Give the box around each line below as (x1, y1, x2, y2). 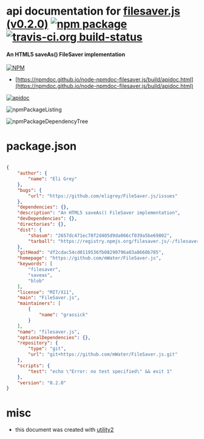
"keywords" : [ (17, 261, 53, 267)
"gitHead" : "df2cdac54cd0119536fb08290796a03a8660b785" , (17, 250, 165, 256)
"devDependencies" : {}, (17, 216, 78, 222)
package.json (6, 139, 77, 153)
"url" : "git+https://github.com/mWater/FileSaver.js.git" (28, 351, 178, 357)
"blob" (28, 278, 45, 284)
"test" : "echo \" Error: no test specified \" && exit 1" (28, 368, 172, 374)
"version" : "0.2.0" (17, 379, 67, 386)
